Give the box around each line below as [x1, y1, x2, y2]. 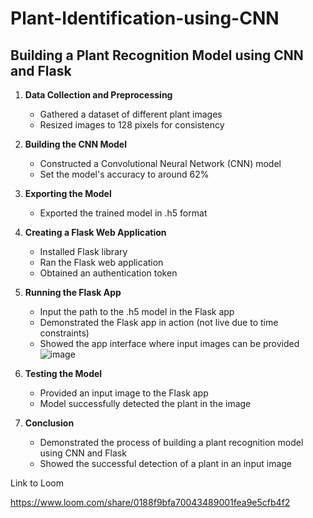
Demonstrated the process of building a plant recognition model [39, 437, 304, 448]
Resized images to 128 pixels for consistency [39, 119, 225, 131]
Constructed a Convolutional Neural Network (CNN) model [39, 158, 282, 169]
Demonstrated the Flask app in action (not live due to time [39, 317, 279, 328]
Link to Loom [10, 477, 64, 489]
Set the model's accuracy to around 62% [39, 168, 210, 180]
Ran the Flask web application [39, 257, 164, 268]
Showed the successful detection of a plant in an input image [39, 458, 293, 469]
